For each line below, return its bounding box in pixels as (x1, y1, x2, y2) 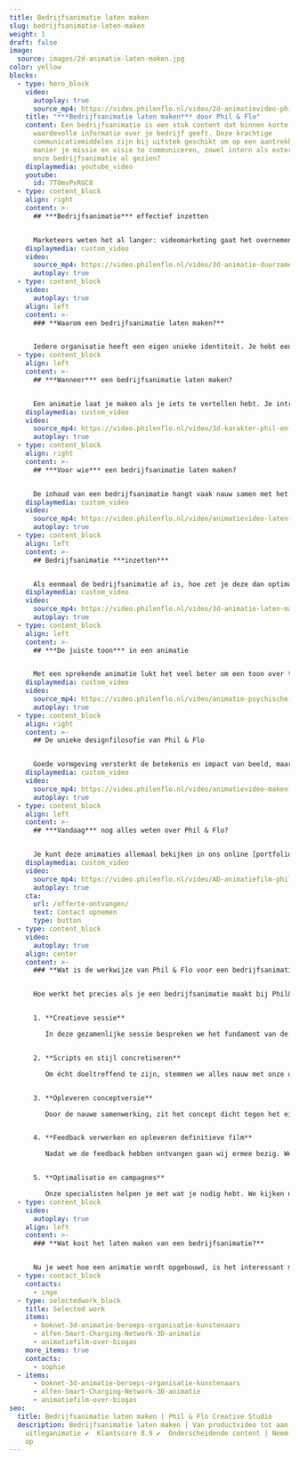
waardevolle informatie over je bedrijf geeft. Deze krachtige (32, 129, 273, 138)
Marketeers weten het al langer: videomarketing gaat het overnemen (32, 235, 293, 245)
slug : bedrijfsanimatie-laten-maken (9, 21, 145, 30)
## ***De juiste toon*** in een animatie (32, 646, 190, 655)
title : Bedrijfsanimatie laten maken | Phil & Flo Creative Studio (17, 1412, 273, 1421)
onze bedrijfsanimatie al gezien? (32, 153, 162, 163)
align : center (25, 950, 77, 958)
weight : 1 (9, 29, 46, 38)
